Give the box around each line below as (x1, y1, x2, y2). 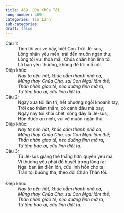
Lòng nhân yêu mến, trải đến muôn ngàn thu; (18, 51, 112, 57)
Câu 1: (5, 40, 19, 46)
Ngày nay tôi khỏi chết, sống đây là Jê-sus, (18, 110, 108, 117)
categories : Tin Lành (5, 17, 51, 22)
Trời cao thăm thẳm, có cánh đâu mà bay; (18, 105, 105, 111)
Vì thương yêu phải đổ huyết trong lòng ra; (18, 159, 106, 165)
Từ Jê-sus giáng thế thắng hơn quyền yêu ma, (18, 153, 114, 160)
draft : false (5, 26, 33, 31)
